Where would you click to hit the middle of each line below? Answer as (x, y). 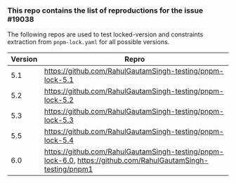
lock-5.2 (59, 100)
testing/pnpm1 (69, 169)
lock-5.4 (59, 140)
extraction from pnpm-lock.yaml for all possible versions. (88, 42)
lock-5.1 (59, 80)
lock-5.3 (59, 120)
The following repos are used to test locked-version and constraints (105, 34)
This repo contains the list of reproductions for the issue (105, 11)
